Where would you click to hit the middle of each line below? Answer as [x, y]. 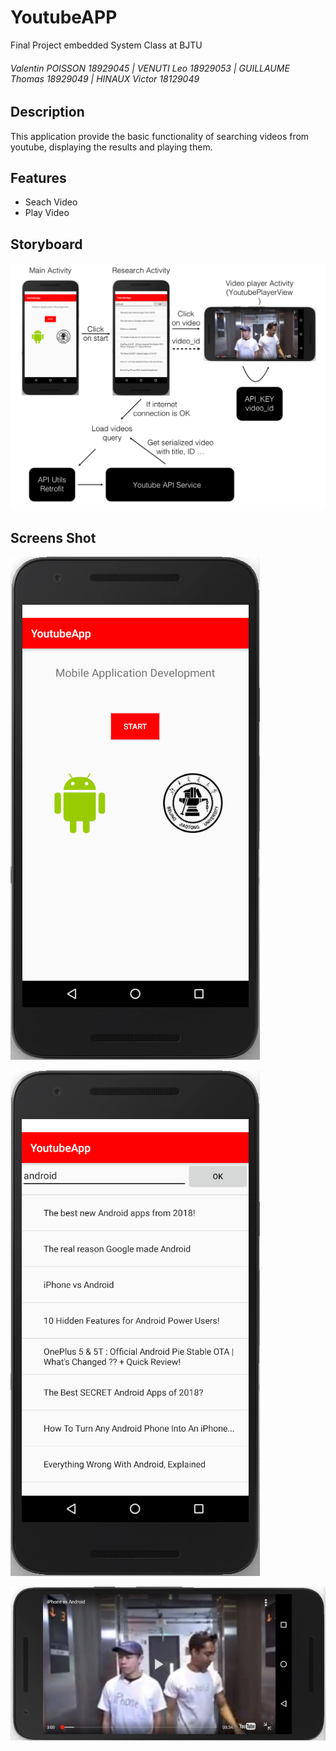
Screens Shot [53, 537]
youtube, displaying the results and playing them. [111, 147]
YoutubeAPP [64, 17]
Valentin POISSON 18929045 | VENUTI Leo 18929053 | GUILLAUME [150, 68]
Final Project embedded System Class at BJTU [106, 45]
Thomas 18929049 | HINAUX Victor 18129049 [105, 78]
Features [38, 177]
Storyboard [46, 244]
